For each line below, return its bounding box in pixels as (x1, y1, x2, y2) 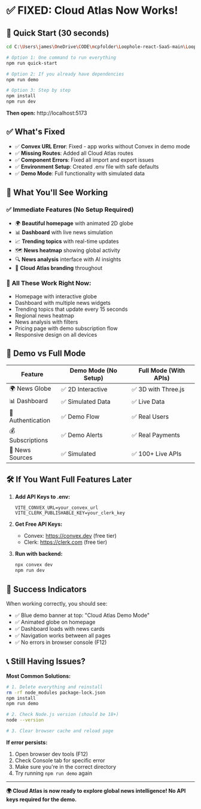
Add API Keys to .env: (14, 493, 71, 501)
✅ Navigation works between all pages (14, 631, 111, 639)
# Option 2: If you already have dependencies (6, 71, 124, 77)
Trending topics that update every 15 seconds (14, 305, 128, 313)
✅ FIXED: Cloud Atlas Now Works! (6, 4, 178, 17)
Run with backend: (14, 550, 63, 558)
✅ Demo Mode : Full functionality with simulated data (14, 169, 145, 177)
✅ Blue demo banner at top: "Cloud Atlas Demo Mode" (14, 612, 150, 619)
